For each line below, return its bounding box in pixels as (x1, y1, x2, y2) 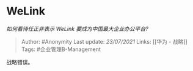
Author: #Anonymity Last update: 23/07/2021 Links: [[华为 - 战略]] (21, 38, 188, 45)
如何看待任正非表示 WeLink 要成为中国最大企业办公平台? (6, 25, 148, 32)
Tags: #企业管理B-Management (21, 46, 101, 53)
